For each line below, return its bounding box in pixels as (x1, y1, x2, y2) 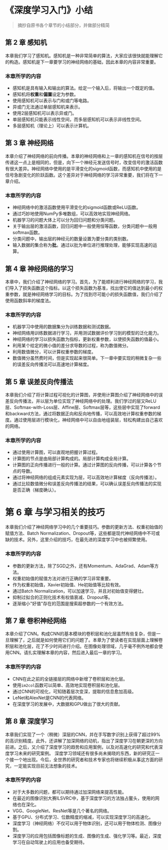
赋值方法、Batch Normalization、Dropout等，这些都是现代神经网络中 (5, 530, 147, 537)
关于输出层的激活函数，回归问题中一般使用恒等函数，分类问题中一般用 (12, 223, 157, 229)
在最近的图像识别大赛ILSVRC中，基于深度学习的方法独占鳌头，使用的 (12, 795, 155, 801)
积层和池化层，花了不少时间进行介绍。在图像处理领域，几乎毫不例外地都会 (5, 644, 158, 650)
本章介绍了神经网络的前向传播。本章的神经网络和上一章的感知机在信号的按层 (5, 153, 163, 159)
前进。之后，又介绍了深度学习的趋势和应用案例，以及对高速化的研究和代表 (5, 744, 158, 750)
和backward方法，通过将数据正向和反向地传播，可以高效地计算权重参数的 (5, 410, 157, 417)
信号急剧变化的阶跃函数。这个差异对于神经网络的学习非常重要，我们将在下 (5, 172, 158, 178)
